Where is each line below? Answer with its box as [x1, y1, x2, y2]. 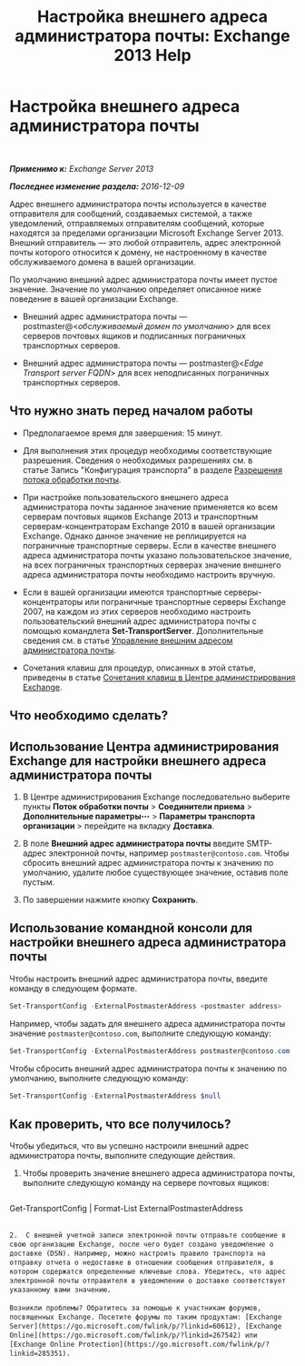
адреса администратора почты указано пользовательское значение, [22, 549, 292, 560]
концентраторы [22, 596, 84, 607]
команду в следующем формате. [9, 982, 138, 993]
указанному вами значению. [9, 1285, 112, 1295]
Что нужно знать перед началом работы [9, 403, 253, 419]
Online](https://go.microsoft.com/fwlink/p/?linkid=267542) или [9, 1331, 258, 1341]
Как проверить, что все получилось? [9, 1116, 231, 1131]
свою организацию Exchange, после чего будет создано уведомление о [9, 1240, 274, 1250]
